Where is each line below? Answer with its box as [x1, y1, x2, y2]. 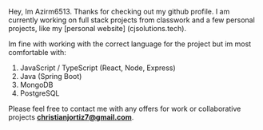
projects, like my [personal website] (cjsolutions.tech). [8, 24, 186, 33]
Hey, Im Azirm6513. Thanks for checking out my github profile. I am [8, 7, 230, 16]
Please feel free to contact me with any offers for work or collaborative [8, 104, 241, 113]
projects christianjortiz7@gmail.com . [8, 112, 134, 122]
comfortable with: [8, 48, 66, 57]
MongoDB [19, 80, 54, 89]
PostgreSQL [19, 89, 60, 98]
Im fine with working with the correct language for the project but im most [8, 39, 252, 49]
